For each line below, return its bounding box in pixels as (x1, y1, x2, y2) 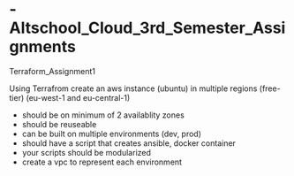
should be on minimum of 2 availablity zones (21, 110, 185, 120)
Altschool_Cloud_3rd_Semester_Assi (9, 18, 286, 38)
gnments (9, 37, 77, 57)
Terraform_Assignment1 (9, 65, 95, 76)
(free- (259, 83, 281, 94)
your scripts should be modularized (21, 147, 152, 157)
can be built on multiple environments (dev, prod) (21, 128, 201, 139)
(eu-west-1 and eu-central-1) (26, 92, 131, 103)
